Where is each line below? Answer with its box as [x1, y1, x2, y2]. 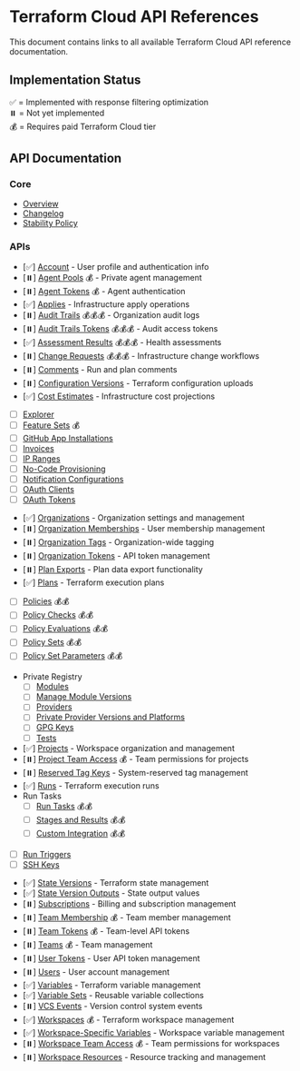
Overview [22, 198, 59, 210]
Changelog [22, 208, 64, 219]
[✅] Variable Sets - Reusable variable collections [22, 989, 204, 1000]
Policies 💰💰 [22, 596, 70, 607]
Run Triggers [22, 848, 72, 859]
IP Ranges [22, 452, 61, 464]
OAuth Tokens [22, 494, 76, 505]
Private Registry [22, 671, 83, 682]
